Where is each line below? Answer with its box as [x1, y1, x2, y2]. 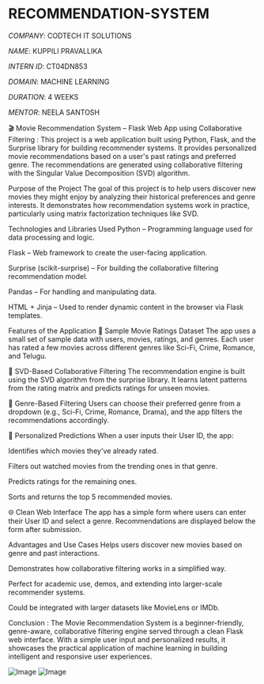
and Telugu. [8, 351, 47, 361]
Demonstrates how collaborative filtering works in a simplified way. [8, 563, 227, 573]
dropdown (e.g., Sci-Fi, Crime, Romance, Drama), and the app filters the [8, 406, 243, 416]
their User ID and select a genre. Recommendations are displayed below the [8, 516, 256, 526]
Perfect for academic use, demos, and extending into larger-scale [8, 579, 223, 588]
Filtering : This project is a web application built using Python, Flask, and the [8, 134, 257, 144]
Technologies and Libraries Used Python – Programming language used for [8, 224, 253, 233]
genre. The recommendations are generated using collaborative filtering [8, 160, 243, 169]
